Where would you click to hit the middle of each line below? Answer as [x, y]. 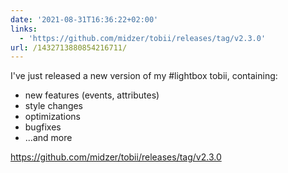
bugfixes [43, 127]
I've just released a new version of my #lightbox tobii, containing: [144, 76]
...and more [48, 138]
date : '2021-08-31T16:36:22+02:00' [84, 19]
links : [24, 29]
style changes [54, 106]
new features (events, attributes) [92, 95]
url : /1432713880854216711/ [69, 47]
